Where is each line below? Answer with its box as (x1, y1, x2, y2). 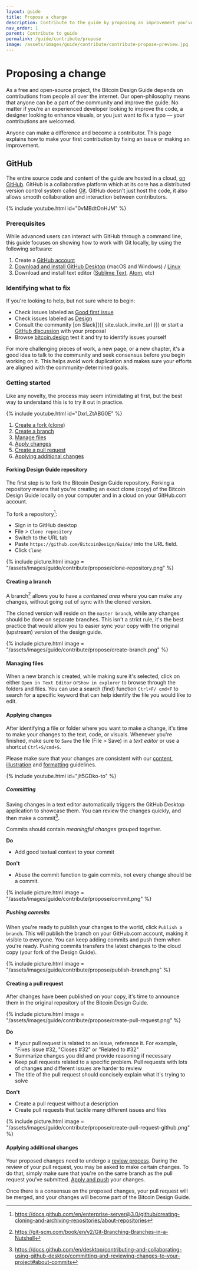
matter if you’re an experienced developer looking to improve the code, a (6, 105, 183, 112)
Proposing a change (6, 67, 106, 80)
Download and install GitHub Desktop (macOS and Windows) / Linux (14, 263, 181, 270)
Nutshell (14, 1234, 35, 1242)
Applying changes (6, 712, 52, 719)
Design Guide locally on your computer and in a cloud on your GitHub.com (6, 492, 187, 499)
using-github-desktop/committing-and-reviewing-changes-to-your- (14, 1252, 180, 1259)
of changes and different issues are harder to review (14, 1065, 143, 1072)
